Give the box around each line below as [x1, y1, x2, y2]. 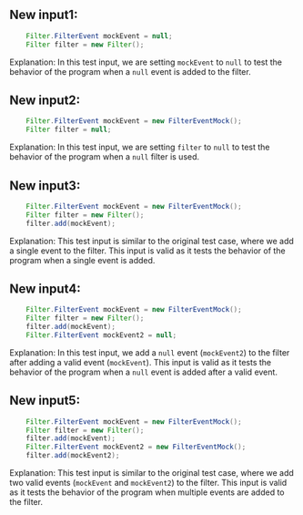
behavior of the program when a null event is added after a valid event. [9, 366, 278, 377]
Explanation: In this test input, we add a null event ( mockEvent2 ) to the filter [9, 346, 290, 358]
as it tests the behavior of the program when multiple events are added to [9, 487, 285, 498]
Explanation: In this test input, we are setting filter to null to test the [9, 141, 270, 153]
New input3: [9, 178, 81, 193]
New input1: [9, 7, 78, 23]
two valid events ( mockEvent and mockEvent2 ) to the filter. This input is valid [9, 478, 288, 489]
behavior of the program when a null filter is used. [9, 151, 200, 162]
